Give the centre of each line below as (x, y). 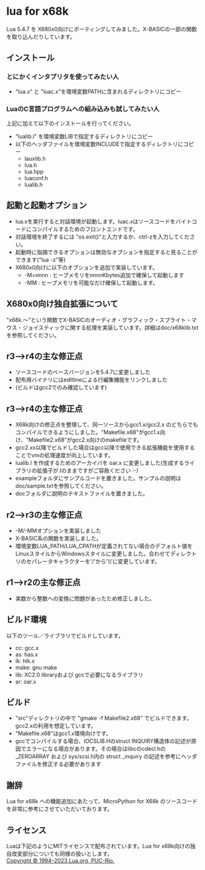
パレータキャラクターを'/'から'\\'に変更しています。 (96, 561)
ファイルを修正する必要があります (58, 764)
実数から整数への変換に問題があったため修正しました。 (85, 598)
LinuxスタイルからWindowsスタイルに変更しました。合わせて (93, 554)
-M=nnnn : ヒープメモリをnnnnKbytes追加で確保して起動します (104, 275)
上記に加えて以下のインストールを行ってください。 (70, 123)
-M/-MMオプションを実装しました (58, 530)
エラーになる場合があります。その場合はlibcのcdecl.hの (96, 749)
